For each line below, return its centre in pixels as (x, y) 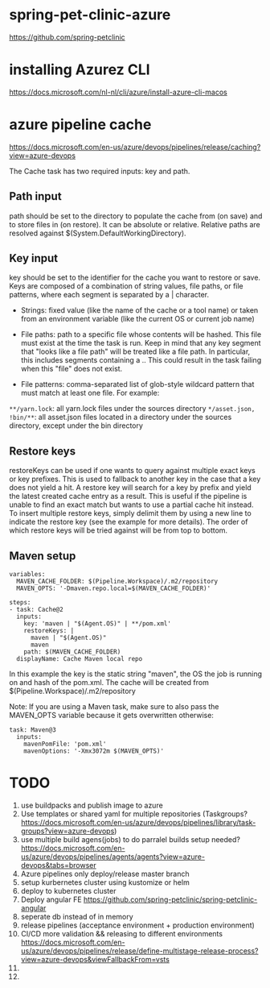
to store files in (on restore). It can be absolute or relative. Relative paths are (135, 224)
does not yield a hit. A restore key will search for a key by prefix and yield (130, 488)
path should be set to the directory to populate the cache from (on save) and (136, 216)
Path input (36, 196)
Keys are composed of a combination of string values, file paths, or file (126, 286)
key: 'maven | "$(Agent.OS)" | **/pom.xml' (98, 624)
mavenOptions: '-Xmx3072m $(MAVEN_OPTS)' (94, 751)
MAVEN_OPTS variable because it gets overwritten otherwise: (111, 716)
